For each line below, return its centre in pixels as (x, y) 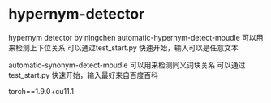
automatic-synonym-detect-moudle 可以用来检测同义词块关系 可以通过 (127, 65)
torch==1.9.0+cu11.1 (41, 91)
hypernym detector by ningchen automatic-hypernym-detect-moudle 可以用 (136, 37)
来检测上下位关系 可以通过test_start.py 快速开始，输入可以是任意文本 (124, 47)
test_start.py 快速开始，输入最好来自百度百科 (84, 75)
